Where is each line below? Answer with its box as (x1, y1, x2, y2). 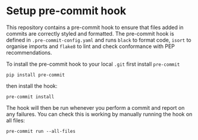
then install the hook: (6, 82, 58, 90)
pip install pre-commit (6, 72, 65, 78)
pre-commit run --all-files (6, 128, 76, 134)
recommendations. (6, 49, 52, 56)
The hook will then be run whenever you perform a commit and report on (6, 104, 185, 111)
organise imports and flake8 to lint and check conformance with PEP (6, 43, 175, 50)
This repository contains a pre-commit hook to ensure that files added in (6, 24, 184, 31)
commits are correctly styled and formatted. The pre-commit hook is (6, 30, 174, 37)
